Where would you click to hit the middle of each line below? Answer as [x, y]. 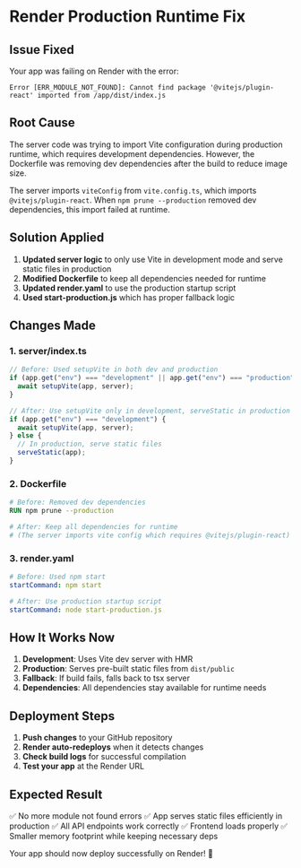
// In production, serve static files [90, 444]
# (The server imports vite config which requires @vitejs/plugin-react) [150, 535]
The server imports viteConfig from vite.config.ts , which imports [133, 190]
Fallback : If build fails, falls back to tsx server [106, 678]
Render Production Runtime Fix [128, 17]
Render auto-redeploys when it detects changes [113, 747]
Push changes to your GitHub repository [97, 738]
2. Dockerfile [38, 483]
